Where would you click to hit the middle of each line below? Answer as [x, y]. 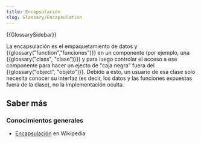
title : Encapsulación [33, 12]
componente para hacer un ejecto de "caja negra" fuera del [81, 65]
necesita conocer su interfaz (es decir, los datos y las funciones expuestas [99, 78]
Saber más [27, 103]
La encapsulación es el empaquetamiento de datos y [72, 46]
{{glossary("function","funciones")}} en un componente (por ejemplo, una [98, 52]
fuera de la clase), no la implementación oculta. [65, 84]
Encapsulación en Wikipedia [50, 133]
